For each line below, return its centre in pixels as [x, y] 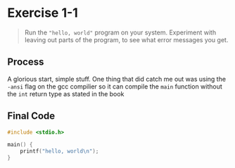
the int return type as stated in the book [66, 93]
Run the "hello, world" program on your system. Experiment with [120, 32]
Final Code [31, 116]
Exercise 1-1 [43, 13]
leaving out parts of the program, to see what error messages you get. [126, 39]
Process [26, 62]
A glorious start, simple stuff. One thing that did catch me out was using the [117, 79]
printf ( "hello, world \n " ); [59, 151]
